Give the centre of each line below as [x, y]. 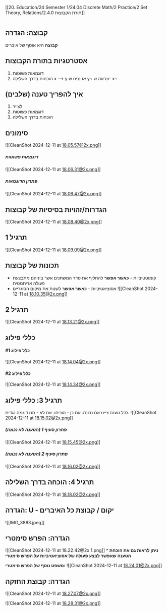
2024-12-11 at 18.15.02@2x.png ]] [39, 418]
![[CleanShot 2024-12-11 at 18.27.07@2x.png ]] [53, 594]
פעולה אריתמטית [29, 283]
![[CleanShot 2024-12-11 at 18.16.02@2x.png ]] [53, 466]
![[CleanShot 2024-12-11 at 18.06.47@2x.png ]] [53, 194]
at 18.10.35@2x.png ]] [46, 294]
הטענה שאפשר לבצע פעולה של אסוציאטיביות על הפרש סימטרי [68, 556]
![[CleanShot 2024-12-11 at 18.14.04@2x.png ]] [53, 362]
